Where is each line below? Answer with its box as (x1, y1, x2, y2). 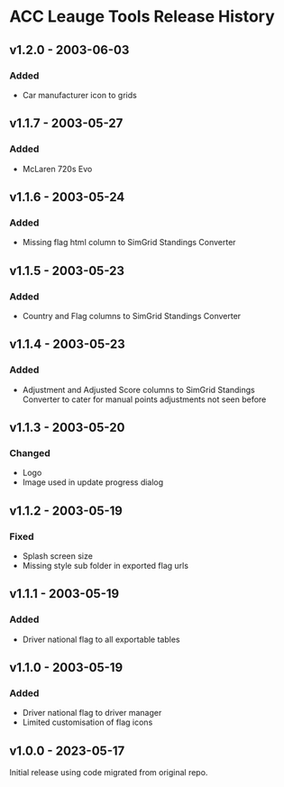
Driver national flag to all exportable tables (22, 634, 180, 645)
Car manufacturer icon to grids (22, 89, 137, 100)
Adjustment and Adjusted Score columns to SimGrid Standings (22, 384, 255, 395)
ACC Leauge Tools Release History (9, 6, 275, 27)
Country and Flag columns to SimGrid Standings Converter (22, 310, 242, 321)
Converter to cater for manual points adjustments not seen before (22, 394, 267, 405)
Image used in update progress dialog (22, 477, 164, 488)
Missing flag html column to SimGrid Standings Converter (22, 237, 236, 248)
